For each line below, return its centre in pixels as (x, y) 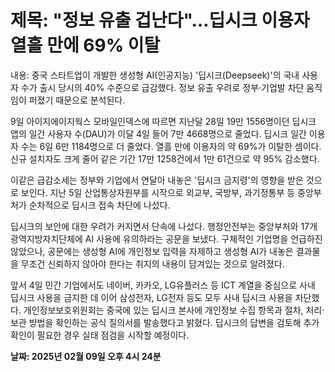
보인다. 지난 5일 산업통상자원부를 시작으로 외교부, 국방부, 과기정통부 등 (158, 192)
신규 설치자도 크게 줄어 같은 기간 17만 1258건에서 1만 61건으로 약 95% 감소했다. (165, 158)
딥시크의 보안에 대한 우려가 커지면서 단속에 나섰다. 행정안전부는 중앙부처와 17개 (164, 226)
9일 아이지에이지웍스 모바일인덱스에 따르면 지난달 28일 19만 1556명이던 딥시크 (163, 121)
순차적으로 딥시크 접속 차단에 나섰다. (99, 205)
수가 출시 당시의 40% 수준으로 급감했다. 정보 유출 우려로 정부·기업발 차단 (162, 87)
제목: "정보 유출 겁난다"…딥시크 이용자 (160, 20)
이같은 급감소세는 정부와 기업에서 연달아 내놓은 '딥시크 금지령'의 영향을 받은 (157, 180)
